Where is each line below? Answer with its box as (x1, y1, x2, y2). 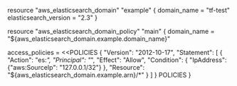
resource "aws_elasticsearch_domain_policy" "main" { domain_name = (7, 27, 215, 35)
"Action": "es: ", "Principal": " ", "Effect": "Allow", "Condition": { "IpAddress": (7, 56, 227, 64)
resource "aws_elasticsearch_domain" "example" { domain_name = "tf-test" (7, 6, 230, 14)
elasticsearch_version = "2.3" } (7, 13, 98, 22)
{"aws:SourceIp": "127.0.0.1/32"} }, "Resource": (7, 63, 145, 71)
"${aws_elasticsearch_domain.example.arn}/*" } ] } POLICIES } (7, 70, 191, 79)
